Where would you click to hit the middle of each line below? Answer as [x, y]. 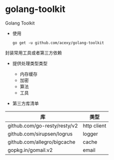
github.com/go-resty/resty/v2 [43, 125]
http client [95, 125]
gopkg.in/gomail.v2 [30, 150]
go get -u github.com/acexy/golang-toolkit [58, 43]
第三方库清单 [25, 103]
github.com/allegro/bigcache [42, 142]
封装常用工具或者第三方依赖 [34, 52]
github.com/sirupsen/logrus [40, 133]
